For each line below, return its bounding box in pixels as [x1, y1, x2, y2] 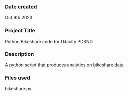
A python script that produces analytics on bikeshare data [5, 62, 124, 68]
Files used [5, 74, 31, 81]
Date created [5, 3, 37, 10]
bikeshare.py [5, 86, 32, 92]
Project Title [5, 27, 36, 34]
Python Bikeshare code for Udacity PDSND [5, 38, 93, 44]
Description [5, 50, 34, 57]
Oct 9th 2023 [5, 15, 33, 21]
